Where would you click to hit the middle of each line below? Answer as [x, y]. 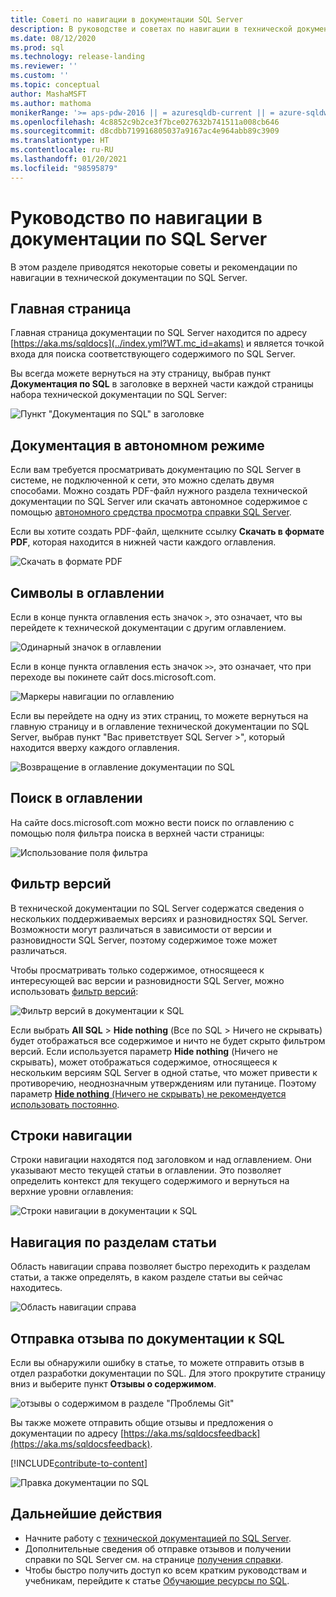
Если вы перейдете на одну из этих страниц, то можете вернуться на [159, 715]
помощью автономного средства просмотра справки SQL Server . [151, 512]
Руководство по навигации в [136, 217]
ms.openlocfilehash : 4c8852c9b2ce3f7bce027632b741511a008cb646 [145, 122]
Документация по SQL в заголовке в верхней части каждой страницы [162, 384]
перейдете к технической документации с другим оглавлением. [148, 627]
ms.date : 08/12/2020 [53, 38]
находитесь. [36, 1288]
